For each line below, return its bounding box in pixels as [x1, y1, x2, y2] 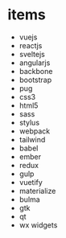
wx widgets [19, 220, 58, 230]
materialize [19, 186, 56, 195]
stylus [19, 117, 40, 127]
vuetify [19, 177, 43, 187]
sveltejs [19, 49, 45, 59]
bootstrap [19, 75, 52, 84]
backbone [19, 66, 53, 76]
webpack [19, 126, 50, 136]
